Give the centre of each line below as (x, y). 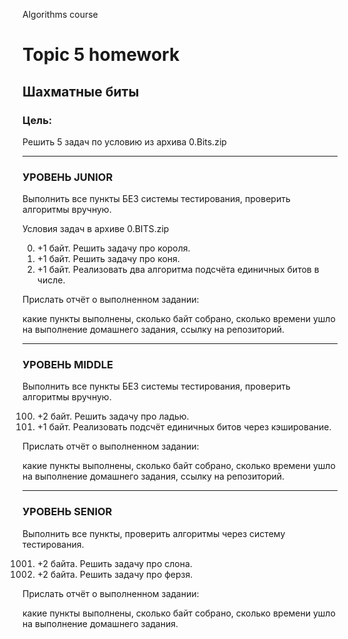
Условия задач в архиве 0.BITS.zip (96, 229)
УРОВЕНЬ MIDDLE (68, 365)
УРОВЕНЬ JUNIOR (68, 177)
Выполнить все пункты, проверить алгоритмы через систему (154, 533)
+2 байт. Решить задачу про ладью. (113, 416)
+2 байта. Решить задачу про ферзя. (115, 574)
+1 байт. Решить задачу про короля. (113, 248)
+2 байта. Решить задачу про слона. (114, 563)
